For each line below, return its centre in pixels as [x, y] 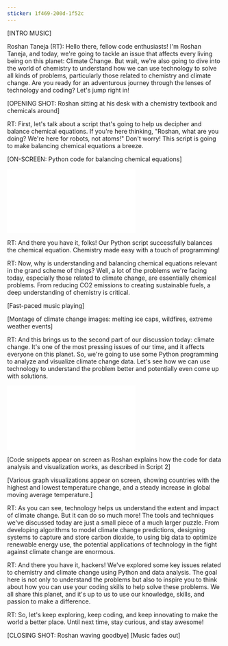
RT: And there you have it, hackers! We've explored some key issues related [114, 565]
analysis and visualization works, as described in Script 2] [89, 466]
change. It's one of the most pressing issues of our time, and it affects [106, 346]
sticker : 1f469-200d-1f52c [46, 13]
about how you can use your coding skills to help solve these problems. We [114, 586]
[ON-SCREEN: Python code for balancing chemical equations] [94, 159]
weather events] [30, 326]
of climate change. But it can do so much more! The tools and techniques [111, 515]
